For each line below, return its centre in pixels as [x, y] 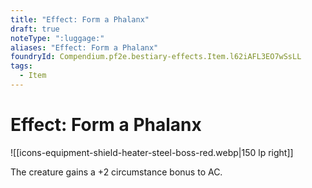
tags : [21, 66]
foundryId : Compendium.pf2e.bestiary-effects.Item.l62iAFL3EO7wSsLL [156, 57]
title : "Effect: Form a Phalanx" [80, 19]
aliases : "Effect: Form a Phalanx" [84, 47]
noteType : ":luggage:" [57, 38]
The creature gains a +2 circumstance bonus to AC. [116, 172]
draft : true [35, 29]
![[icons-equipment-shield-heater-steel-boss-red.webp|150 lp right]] [152, 152]
